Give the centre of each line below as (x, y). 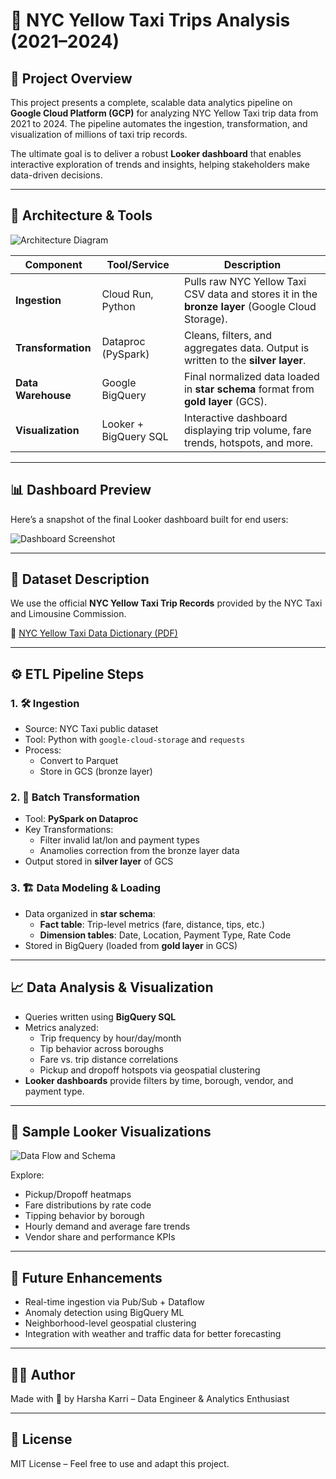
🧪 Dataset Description (80, 579)
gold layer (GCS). (225, 401)
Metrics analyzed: (61, 1027)
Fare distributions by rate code (88, 1205)
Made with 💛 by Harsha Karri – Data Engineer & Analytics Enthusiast (150, 1398)
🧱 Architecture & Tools (81, 215)
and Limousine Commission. (68, 614)
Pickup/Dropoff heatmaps (78, 1195)
